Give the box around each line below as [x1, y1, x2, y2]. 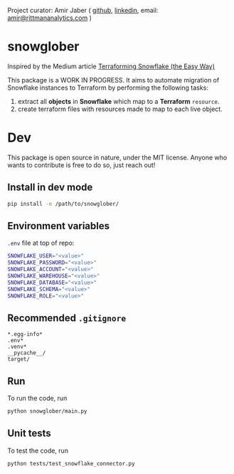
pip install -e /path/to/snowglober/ [7, 200, 119, 207]
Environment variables [7, 220, 110, 232]
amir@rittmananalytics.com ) [7, 14, 92, 22]
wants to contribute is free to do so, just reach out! [7, 160, 156, 169]
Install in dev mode [7, 181, 93, 194]
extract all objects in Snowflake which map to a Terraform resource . [17, 97, 220, 105]
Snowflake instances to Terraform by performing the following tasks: [7, 83, 208, 92]
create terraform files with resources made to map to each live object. [17, 105, 223, 113]
